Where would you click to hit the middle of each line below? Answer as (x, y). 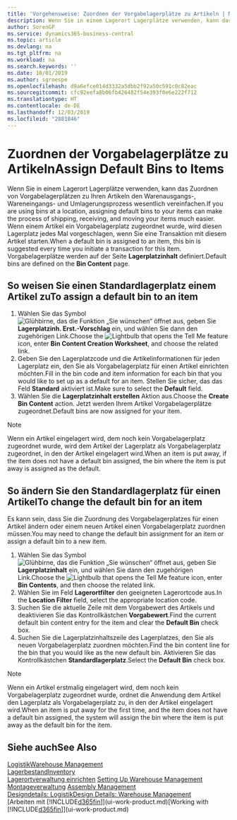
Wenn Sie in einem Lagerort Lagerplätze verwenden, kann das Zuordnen (113, 189)
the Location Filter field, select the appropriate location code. (107, 600)
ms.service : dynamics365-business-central (71, 34)
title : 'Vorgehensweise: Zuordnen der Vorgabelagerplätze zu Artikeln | (116, 14)
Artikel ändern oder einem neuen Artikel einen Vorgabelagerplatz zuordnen (116, 526)
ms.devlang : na (30, 47)
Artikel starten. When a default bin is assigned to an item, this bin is (104, 241)
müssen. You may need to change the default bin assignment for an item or (116, 534)
